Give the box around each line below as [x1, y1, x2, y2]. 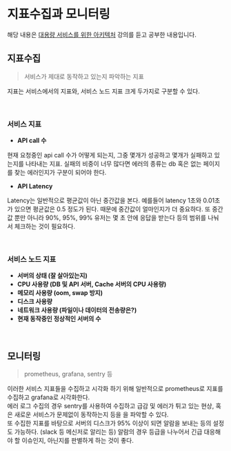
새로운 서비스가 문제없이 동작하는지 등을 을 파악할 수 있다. [14, 410, 169, 419]
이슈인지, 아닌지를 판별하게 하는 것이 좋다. [21, 436, 134, 445]
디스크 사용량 [17, 298, 53, 306]
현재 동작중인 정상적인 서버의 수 [17, 315, 101, 323]
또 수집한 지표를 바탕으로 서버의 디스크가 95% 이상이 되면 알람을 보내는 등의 [7, 419, 212, 428]
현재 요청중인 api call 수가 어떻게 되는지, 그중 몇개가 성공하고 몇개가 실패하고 [7, 151, 213, 160]
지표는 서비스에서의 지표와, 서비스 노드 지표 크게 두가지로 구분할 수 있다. [7, 87, 200, 95]
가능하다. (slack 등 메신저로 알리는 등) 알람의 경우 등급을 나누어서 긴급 [14, 428, 203, 436]
